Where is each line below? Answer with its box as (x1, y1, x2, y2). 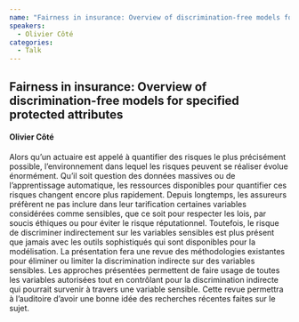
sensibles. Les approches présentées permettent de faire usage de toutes (9, 264, 280, 276)
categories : (9, 37, 53, 47)
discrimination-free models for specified (9, 93, 240, 108)
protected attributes (9, 107, 124, 122)
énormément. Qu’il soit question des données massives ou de (9, 170, 236, 181)
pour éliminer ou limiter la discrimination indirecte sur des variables (9, 255, 255, 266)
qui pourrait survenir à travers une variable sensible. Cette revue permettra (9, 284, 284, 294)
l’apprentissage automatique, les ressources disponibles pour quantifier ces (9, 180, 287, 190)
